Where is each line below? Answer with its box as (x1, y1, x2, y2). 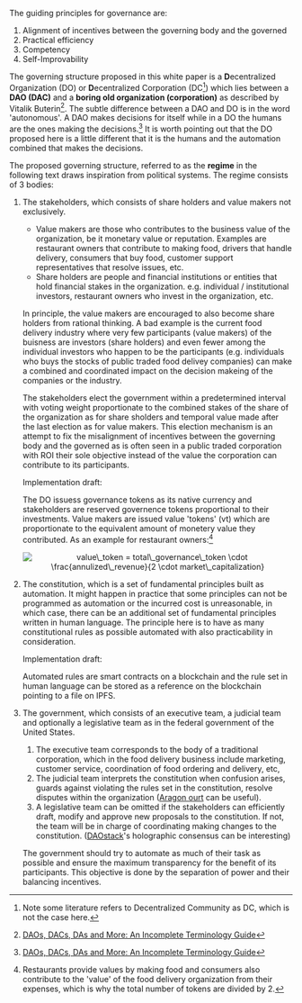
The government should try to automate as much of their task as (22, 847, 262, 858)
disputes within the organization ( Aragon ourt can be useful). (35, 791, 262, 802)
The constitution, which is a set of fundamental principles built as (22, 578, 264, 589)
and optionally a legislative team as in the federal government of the (22, 717, 274, 727)
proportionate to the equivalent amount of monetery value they (22, 522, 256, 534)
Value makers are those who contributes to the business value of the (35, 223, 290, 234)
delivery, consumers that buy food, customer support (35, 252, 234, 263)
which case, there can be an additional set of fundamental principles (22, 607, 277, 618)
